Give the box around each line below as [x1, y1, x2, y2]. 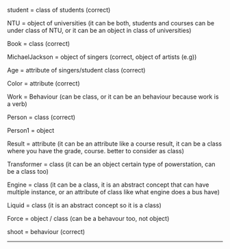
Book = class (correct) [7, 40, 71, 47]
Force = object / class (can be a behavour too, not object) [7, 215, 170, 222]
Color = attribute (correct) [7, 79, 80, 88]
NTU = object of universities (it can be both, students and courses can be [7, 19, 215, 27]
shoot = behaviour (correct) [7, 228, 86, 235]
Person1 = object [7, 127, 55, 134]
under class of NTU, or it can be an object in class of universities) [7, 27, 192, 34]
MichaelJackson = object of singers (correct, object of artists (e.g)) [7, 53, 197, 61]
